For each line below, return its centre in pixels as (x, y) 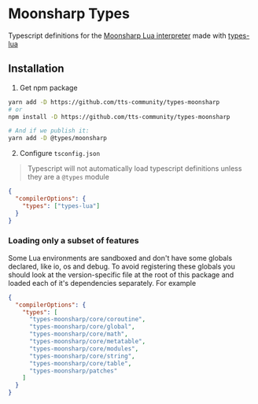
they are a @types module (68, 177)
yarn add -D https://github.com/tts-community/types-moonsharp (114, 102)
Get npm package (48, 87)
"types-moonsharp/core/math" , (78, 334)
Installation (36, 69)
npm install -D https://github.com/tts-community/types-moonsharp (119, 117)
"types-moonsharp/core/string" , (82, 356)
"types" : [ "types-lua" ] (61, 206)
